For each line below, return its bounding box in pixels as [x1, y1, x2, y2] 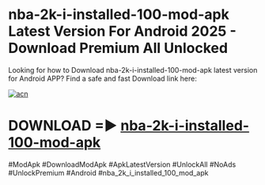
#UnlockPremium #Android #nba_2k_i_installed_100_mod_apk [8, 168, 209, 177]
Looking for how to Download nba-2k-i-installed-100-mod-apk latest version [8, 65, 258, 74]
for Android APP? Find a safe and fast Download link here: [8, 74, 198, 83]
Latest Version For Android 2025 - [8, 22, 237, 40]
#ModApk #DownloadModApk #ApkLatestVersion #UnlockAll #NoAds [8, 160, 237, 169]
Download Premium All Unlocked [8, 40, 228, 57]
